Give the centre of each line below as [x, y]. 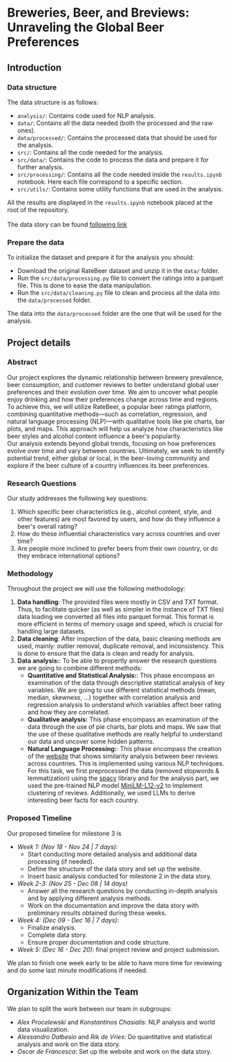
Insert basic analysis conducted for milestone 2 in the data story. [119, 876]
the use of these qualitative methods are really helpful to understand [125, 734]
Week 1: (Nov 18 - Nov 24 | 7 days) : [68, 846]
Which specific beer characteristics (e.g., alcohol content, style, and [114, 512]
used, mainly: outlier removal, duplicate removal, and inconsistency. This [120, 646]
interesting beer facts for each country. [83, 800]
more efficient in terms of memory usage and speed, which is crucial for [120, 624]
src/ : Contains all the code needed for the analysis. [90, 152]
